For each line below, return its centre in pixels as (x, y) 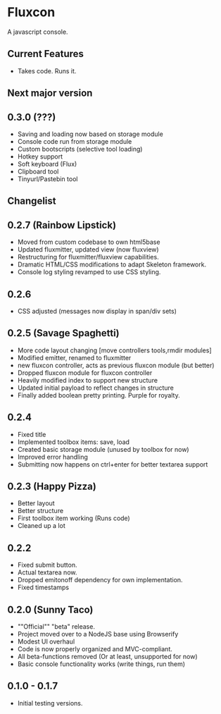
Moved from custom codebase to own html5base (89, 242)
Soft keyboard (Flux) (47, 164)
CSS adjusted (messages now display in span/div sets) (97, 311)
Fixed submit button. (47, 565)
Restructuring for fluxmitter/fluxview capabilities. (88, 257)
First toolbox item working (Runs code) (74, 518)
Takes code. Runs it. (47, 70)
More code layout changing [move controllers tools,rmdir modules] (114, 350)
